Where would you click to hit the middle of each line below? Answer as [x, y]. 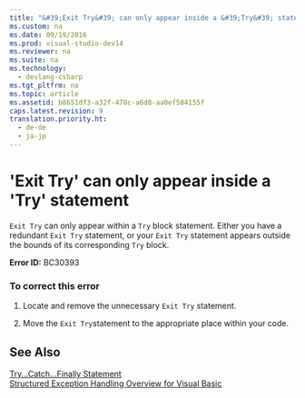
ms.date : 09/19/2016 [49, 35]
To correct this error [54, 285]
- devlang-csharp [50, 77]
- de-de [32, 128]
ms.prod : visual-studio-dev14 [67, 43]
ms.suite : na [34, 60]
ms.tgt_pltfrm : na [44, 85]
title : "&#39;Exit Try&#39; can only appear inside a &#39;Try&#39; [142, 18]
